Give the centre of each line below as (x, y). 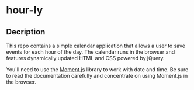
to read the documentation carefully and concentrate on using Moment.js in (97, 76)
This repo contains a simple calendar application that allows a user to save (96, 46)
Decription (26, 32)
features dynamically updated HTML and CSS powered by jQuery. (85, 58)
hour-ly (25, 10)
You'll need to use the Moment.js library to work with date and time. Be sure (97, 70)
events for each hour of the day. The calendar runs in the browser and (91, 52)
